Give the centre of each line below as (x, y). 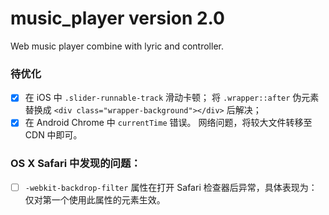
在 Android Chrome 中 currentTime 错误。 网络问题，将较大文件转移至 (168, 123)
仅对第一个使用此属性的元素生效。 (95, 199)
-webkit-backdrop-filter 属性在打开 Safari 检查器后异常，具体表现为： (171, 187)
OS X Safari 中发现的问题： (76, 164)
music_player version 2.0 (117, 18)
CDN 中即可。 (53, 135)
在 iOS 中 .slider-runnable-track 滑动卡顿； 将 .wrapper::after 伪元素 (172, 98)
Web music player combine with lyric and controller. (117, 46)
